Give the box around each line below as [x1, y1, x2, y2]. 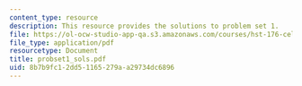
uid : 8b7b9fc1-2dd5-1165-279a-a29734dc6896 [9, 64, 175, 73]
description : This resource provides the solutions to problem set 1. [9, 21, 280, 30]
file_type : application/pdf [9, 38, 115, 47]
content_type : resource [9, 13, 99, 22]
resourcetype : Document [9, 47, 99, 56]
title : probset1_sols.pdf [9, 55, 106, 64]
